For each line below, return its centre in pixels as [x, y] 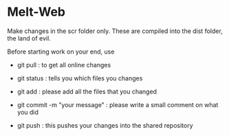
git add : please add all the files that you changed [87, 91]
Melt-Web [36, 12]
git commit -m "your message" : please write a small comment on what [118, 104]
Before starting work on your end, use [61, 52]
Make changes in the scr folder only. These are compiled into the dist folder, [115, 31]
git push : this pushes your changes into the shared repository [105, 125]
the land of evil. [29, 38]
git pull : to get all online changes [64, 65]
